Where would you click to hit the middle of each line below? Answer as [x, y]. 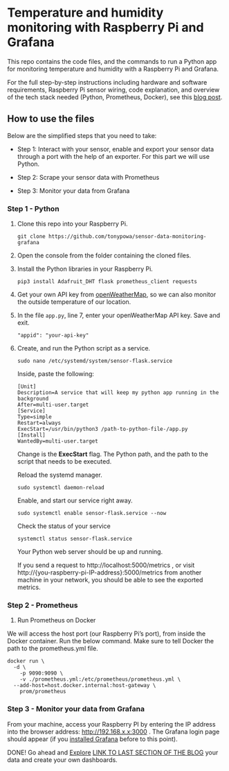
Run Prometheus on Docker [56, 620]
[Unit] [27, 387]
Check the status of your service [64, 526]
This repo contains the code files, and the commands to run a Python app [112, 61]
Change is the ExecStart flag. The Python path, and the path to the [113, 454]
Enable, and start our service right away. [75, 500]
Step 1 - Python [34, 208]
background [33, 399]
